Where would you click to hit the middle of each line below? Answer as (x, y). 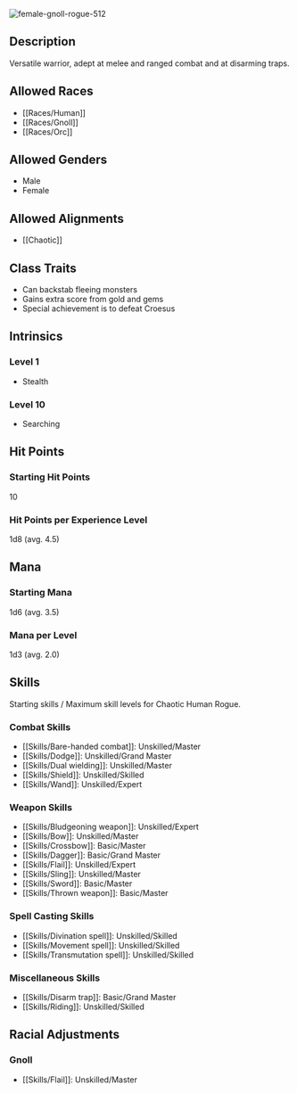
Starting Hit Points (50, 477)
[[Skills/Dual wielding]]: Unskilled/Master (97, 766)
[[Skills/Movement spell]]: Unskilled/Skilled (101, 945)
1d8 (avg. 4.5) (34, 539)
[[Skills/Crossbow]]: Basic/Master (84, 846)
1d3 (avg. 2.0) (34, 654)
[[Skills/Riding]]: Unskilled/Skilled (83, 1007)
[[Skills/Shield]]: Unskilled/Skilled (83, 775)
